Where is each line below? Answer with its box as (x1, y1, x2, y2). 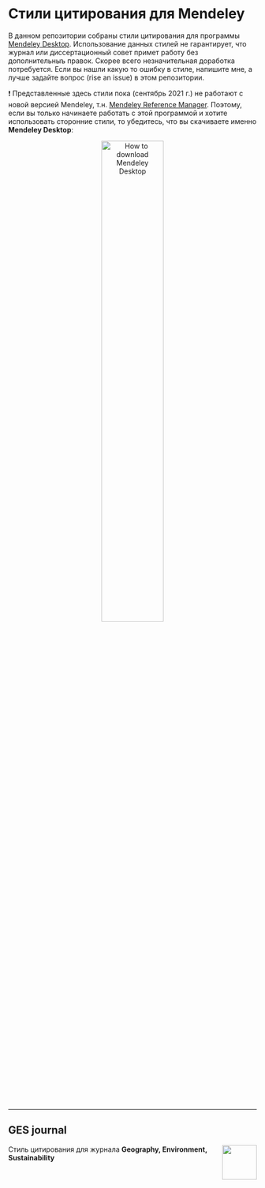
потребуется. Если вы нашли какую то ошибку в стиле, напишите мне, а (8, 64, 252, 73)
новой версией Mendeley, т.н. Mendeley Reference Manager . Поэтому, (8, 99, 243, 109)
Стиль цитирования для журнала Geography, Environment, (8, 1145, 207, 1154)
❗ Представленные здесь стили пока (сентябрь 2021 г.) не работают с (8, 88, 244, 98)
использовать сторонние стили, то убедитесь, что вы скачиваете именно (8, 116, 257, 126)
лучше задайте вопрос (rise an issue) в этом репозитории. (8, 73, 205, 82)
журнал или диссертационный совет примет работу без (8, 47, 199, 57)
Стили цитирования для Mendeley (8, 5, 245, 23)
